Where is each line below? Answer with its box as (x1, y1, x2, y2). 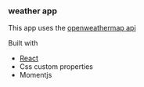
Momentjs (19, 71, 52, 80)
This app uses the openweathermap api (8, 24, 136, 33)
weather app (8, 5, 57, 16)
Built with (8, 38, 38, 48)
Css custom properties (19, 62, 94, 71)
